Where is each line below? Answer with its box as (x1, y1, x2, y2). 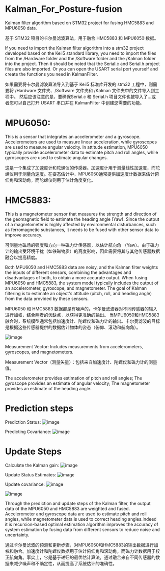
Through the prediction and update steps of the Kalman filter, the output (5, 500, 151, 506)
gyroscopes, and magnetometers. (5, 349, 74, 355)
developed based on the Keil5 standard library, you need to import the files (5, 50, 157, 56)
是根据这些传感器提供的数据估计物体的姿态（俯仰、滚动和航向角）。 (5, 324, 141, 330)
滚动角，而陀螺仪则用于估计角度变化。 (18, 177, 96, 183)
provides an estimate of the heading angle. (5, 385, 92, 391)
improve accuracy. (5, 232, 43, 237)
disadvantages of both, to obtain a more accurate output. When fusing (5, 274, 148, 280)
